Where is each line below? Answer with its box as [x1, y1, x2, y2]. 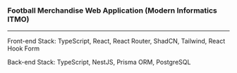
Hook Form [7, 44, 40, 53]
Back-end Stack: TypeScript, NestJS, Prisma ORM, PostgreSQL [7, 58, 191, 67]
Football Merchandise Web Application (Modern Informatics [7, 6, 217, 15]
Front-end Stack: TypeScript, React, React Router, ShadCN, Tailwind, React [7, 37, 226, 46]
